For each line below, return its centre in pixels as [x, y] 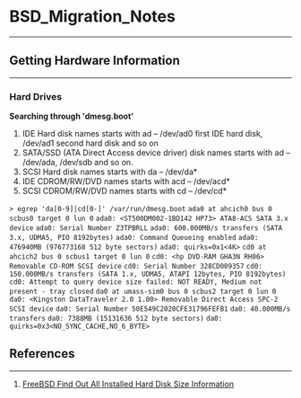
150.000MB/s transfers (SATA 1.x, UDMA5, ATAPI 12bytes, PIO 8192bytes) [148, 274]
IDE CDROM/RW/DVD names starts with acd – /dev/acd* [126, 181]
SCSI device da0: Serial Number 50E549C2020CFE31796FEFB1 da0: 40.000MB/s [150, 309]
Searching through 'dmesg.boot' [72, 116]
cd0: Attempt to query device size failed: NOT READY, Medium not [136, 282]
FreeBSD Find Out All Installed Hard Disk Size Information [128, 384]
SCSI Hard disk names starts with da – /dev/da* [110, 172]
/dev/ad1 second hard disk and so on [90, 143]
